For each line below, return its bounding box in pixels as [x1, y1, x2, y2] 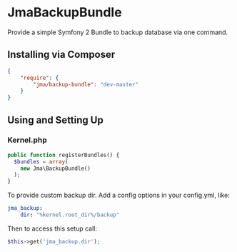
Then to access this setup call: [7, 224, 98, 233]
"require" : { [20, 74, 59, 81]
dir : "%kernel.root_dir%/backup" [20, 211, 120, 218]
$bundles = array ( [14, 158, 69, 165]
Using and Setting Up [7, 114, 104, 126]
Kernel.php [7, 135, 48, 145]
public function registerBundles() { [7, 151, 120, 158]
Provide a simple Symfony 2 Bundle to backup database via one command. [7, 28, 228, 36]
